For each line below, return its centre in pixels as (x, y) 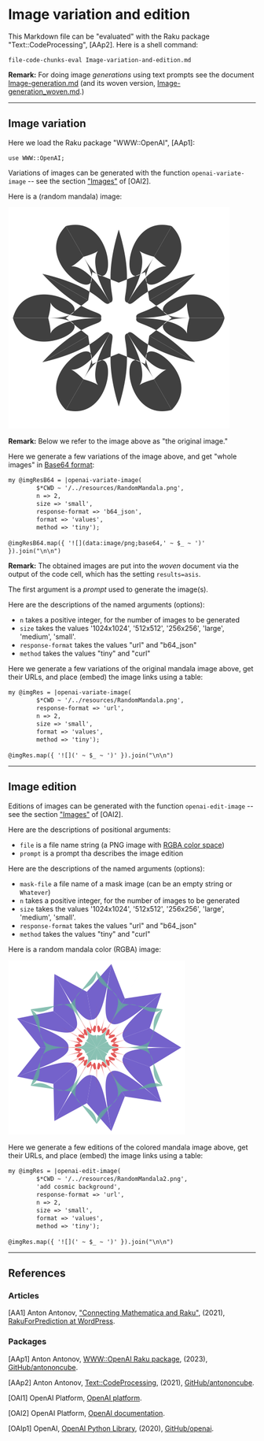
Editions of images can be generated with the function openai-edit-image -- (131, 806)
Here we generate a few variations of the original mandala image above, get (131, 668)
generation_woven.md (44, 91)
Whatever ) (35, 892)
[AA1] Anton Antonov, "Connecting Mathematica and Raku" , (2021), (117, 1313)
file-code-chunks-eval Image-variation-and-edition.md (100, 60)
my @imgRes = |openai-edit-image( (65, 1171)
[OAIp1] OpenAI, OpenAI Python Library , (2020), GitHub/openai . (111, 1428)
